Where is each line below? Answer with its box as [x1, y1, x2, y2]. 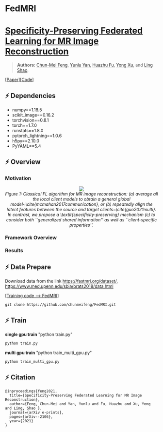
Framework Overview [5, 234, 57, 241]
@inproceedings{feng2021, [5, 389, 57, 393]
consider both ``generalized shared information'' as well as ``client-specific [6, 216, 157, 222]
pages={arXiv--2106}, [9, 414, 53, 419]
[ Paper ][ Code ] [5, 77, 34, 83]
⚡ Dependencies [5, 91, 56, 100]
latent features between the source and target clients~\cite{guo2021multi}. [6, 206, 157, 212]
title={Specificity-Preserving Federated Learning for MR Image [9, 393, 142, 398]
